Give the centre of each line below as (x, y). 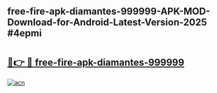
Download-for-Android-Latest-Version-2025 (107, 23)
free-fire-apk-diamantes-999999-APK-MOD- (109, 12)
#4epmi (24, 33)
